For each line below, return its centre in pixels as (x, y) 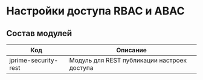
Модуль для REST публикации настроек (128, 60)
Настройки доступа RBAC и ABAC (95, 11)
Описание (131, 50)
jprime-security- (34, 60)
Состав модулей (39, 33)
